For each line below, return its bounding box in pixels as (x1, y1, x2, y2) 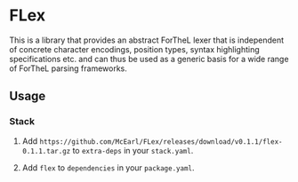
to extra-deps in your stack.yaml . (72, 145, 194, 155)
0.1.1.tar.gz (21, 146, 71, 155)
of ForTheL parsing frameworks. (9, 63, 127, 74)
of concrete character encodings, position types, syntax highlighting (9, 44, 260, 54)
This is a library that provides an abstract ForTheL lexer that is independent (9, 35, 285, 45)
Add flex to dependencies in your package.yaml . (21, 162, 195, 173)
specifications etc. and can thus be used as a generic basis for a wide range (9, 53, 289, 64)
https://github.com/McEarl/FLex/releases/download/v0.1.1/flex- (39, 137, 283, 146)
